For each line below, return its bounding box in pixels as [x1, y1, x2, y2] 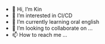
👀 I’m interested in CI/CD [11, 12, 73, 19]
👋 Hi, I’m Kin [11, 6, 42, 12]
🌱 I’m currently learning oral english [11, 18, 100, 25]
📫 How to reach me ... [11, 32, 67, 38]
